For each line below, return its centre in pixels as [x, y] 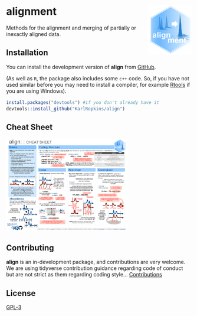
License [21, 293]
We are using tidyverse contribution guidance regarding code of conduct [95, 268]
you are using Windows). [36, 91]
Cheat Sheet [29, 127]
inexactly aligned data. [34, 34]
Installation [27, 53]
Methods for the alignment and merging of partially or [71, 28]
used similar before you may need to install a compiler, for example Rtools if [98, 84]
